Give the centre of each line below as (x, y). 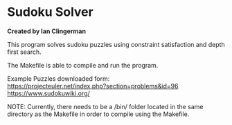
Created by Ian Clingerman (47, 31)
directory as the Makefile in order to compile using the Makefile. (98, 114)
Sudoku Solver (50, 12)
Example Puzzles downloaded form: (59, 78)
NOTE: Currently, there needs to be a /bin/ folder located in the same (105, 106)
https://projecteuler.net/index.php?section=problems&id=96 (93, 86)
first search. (24, 52)
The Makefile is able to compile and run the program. (83, 65)
